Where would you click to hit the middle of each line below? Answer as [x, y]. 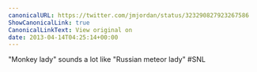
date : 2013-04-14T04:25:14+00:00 [63, 37]
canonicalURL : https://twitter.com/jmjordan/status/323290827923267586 [128, 15]
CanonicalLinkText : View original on [70, 30]
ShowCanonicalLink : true [49, 23]
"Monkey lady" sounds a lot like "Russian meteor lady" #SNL [107, 59]
